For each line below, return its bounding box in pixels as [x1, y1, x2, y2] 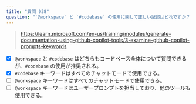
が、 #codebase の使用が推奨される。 [14, 62, 102, 69]
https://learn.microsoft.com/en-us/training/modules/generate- [20, 30, 171, 37]
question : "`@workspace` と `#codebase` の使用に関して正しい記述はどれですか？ [6, 14, 191, 20]
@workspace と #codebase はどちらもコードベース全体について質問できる [14, 55, 187, 62]
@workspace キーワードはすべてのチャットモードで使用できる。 [14, 77, 165, 84]
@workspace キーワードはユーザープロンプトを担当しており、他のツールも [14, 84, 191, 91]
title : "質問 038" [6, 8, 49, 15]
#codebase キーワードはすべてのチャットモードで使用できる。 [14, 69, 163, 76]
